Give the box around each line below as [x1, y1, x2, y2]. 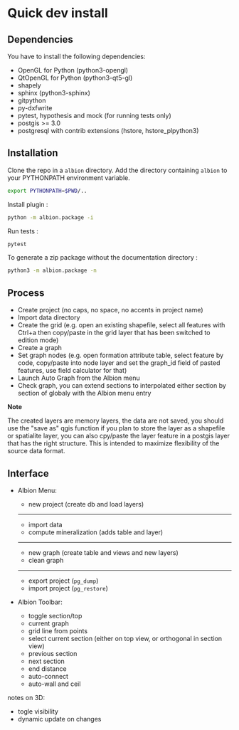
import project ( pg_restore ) [28, 583, 109, 592]
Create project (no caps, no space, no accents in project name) [17, 306, 204, 314]
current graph [28, 619, 69, 628]
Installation [7, 147, 58, 159]
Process [7, 287, 45, 299]
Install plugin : [7, 200, 48, 208]
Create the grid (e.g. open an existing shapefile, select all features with [17, 321, 225, 329]
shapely [17, 81, 41, 90]
